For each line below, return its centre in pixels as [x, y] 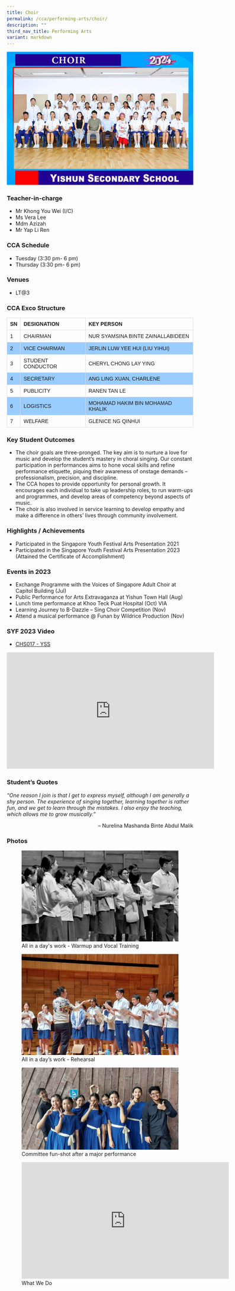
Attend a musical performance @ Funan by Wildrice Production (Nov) [100, 616]
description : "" [27, 25]
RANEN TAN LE [107, 391]
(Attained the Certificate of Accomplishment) [70, 556]
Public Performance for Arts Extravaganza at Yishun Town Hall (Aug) [99, 597]
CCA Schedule [28, 246]
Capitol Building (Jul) [41, 591]
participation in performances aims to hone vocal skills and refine [95, 465]
